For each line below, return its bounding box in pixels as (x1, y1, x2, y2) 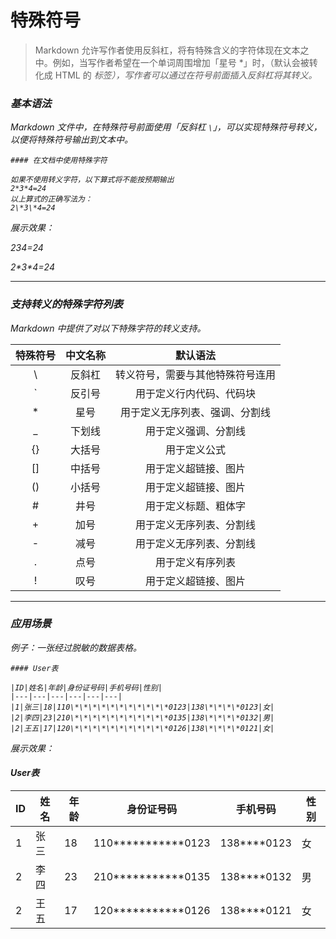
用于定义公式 (165, 442, 227, 456)
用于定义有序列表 (155, 555, 237, 569)
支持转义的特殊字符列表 (10, 297, 123, 311)
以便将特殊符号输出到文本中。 (10, 134, 133, 146)
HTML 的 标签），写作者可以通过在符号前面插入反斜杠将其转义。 (54, 69, 318, 81)
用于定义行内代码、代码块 (135, 386, 257, 400)
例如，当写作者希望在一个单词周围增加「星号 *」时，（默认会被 (52, 56, 310, 68)
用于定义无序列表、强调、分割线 (120, 405, 272, 419)
